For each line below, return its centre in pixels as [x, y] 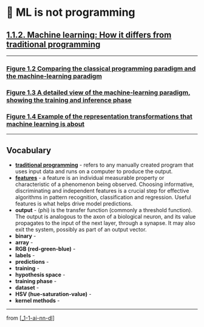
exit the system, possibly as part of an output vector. [81, 229]
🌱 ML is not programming [71, 12]
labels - [25, 255]
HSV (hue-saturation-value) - [53, 294]
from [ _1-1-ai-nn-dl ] [30, 318]
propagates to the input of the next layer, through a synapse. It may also [105, 223]
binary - [25, 236]
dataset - [27, 287]
